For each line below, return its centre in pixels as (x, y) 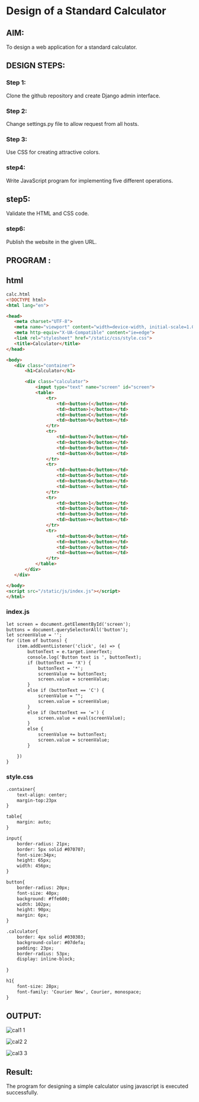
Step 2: (17, 111)
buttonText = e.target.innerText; (70, 652)
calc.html (18, 294)
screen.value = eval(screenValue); (82, 718)
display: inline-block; (46, 959)
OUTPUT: (24, 1016)
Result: (20, 1072)
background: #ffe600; (43, 899)
